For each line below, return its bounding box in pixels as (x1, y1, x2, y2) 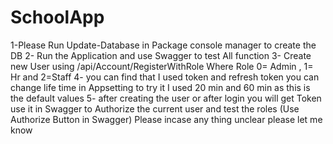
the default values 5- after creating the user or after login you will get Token (10, 92, 322, 104)
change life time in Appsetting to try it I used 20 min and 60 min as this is (10, 81, 311, 93)
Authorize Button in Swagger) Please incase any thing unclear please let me (10, 113, 323, 125)
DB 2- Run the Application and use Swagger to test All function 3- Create (10, 49, 312, 61)
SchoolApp (10, 6, 105, 29)
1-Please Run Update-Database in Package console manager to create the (10, 39, 317, 51)
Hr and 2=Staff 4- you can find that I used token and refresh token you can (10, 71, 320, 83)
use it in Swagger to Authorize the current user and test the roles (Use (10, 102, 300, 115)
